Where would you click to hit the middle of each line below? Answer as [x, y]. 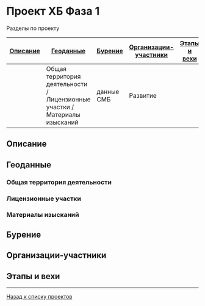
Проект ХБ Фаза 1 [53, 11]
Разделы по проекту [33, 28]
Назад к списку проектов [39, 297]
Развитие [143, 95]
